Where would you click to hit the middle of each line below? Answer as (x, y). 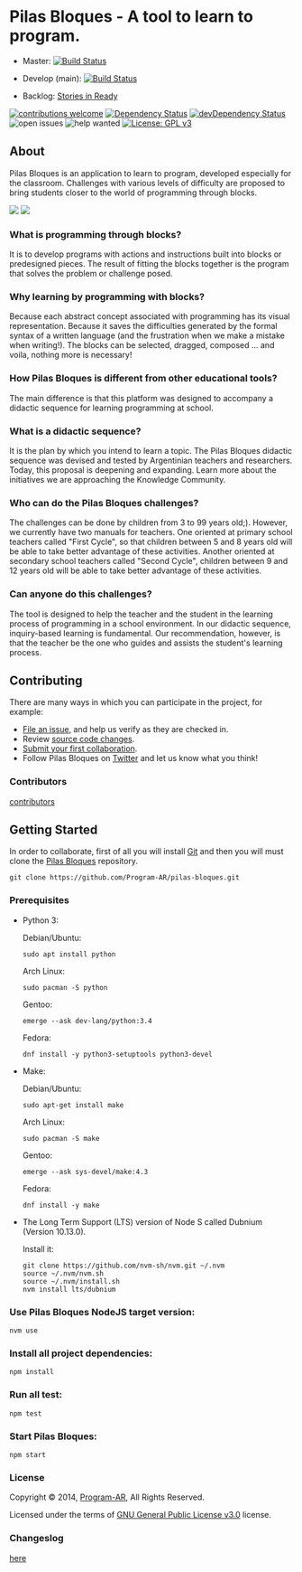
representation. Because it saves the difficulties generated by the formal (143, 326)
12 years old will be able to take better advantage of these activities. (136, 570)
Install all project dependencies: (81, 1353)
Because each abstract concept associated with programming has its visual (150, 316)
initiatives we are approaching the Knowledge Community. (118, 479)
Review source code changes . (78, 739)
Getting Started (54, 830)
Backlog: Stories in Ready (70, 96)
